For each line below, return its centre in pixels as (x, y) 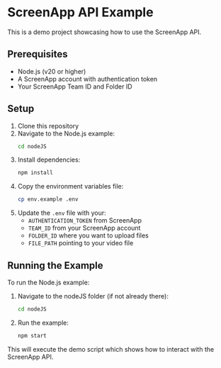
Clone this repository (48, 126)
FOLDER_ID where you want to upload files (88, 235)
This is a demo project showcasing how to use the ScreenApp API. (104, 32)
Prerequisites (38, 54)
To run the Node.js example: (49, 282)
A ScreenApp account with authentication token (87, 79)
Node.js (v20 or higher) (52, 71)
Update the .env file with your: (62, 213)
